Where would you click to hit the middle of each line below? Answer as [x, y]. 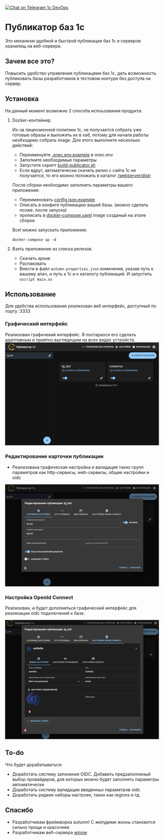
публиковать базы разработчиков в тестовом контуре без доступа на [78, 78]
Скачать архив [35, 258]
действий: [22, 145]
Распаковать [33, 263]
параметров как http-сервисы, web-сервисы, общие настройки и [81, 472]
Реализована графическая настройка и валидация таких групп [78, 467]
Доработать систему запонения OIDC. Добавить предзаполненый [81, 774]
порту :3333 [18, 311]
